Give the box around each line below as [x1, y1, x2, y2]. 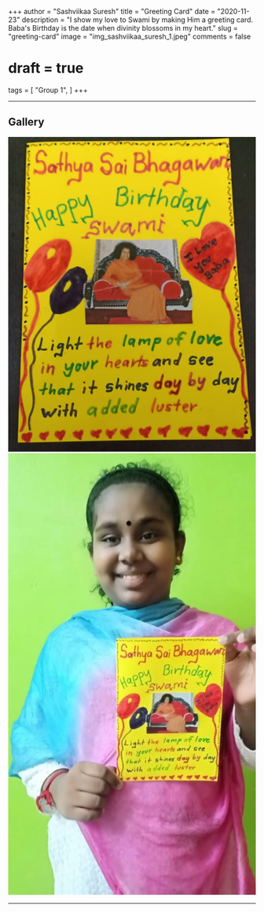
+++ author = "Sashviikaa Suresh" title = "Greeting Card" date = [8, 7, 216, 16]
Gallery [8, 116, 45, 129]
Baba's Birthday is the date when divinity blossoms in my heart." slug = [8, 24, 238, 32]
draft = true [8, 59, 84, 77]
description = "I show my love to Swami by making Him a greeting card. [21, 15, 254, 24]
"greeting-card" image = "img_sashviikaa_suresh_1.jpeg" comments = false [8, 31, 251, 41]
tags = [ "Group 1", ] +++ [8, 85, 88, 94]
